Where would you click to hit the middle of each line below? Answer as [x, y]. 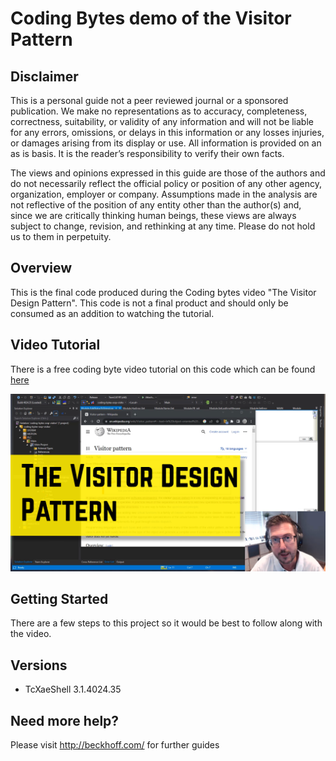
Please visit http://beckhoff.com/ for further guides [115, 745]
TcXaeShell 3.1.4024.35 [73, 689]
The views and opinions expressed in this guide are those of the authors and [168, 173]
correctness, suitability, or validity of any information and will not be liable [162, 121]
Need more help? [65, 720]
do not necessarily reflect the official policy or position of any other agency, [166, 183]
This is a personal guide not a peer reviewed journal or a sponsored [149, 100]
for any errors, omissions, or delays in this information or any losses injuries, [167, 132]
